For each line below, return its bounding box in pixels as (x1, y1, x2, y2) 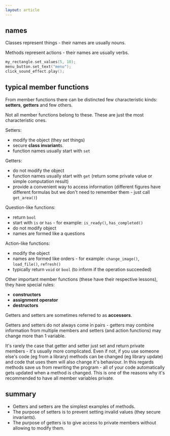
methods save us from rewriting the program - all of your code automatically (5, 364, 165, 370)
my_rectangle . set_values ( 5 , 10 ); (5, 60, 76, 65)
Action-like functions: (5, 240, 50, 246)
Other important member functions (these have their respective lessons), (5, 276, 158, 282)
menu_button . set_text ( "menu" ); (5, 64, 72, 69)
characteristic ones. (5, 117, 47, 123)
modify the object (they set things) (12, 137, 85, 143)
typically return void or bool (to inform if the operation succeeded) (12, 266, 152, 272)
